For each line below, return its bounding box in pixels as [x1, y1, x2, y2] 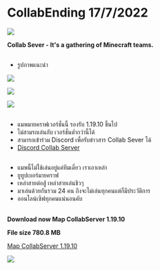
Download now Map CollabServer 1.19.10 [7, 215, 126, 223]
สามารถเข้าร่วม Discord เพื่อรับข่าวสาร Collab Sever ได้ [17, 135, 152, 144]
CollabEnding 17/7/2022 [7, 5, 148, 21]
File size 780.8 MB [7, 228, 61, 236]
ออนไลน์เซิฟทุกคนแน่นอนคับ [17, 195, 83, 203]
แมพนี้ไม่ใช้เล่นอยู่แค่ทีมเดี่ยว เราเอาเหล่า [17, 164, 108, 172]
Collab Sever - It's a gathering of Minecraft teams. [7, 40, 154, 49]
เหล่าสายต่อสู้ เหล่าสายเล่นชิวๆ [17, 179, 84, 187]
